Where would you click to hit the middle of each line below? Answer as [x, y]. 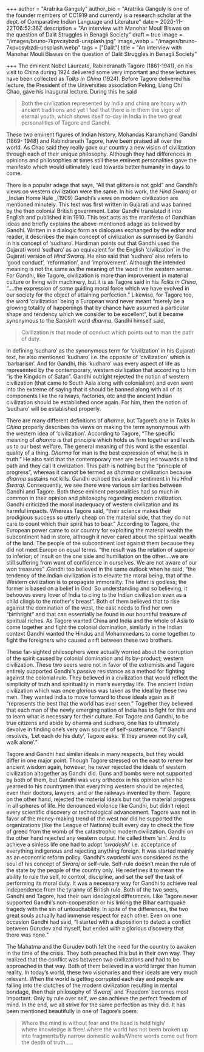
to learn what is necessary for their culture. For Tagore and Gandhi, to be [97, 716]
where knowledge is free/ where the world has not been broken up [104, 1029]
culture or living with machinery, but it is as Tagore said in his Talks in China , [102, 282]
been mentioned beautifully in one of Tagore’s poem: [72, 1011]
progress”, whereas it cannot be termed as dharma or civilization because [99, 472]
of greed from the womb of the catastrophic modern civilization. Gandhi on [100, 831]
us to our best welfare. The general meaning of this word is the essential [97, 446]
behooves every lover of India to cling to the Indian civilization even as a [96, 595]
